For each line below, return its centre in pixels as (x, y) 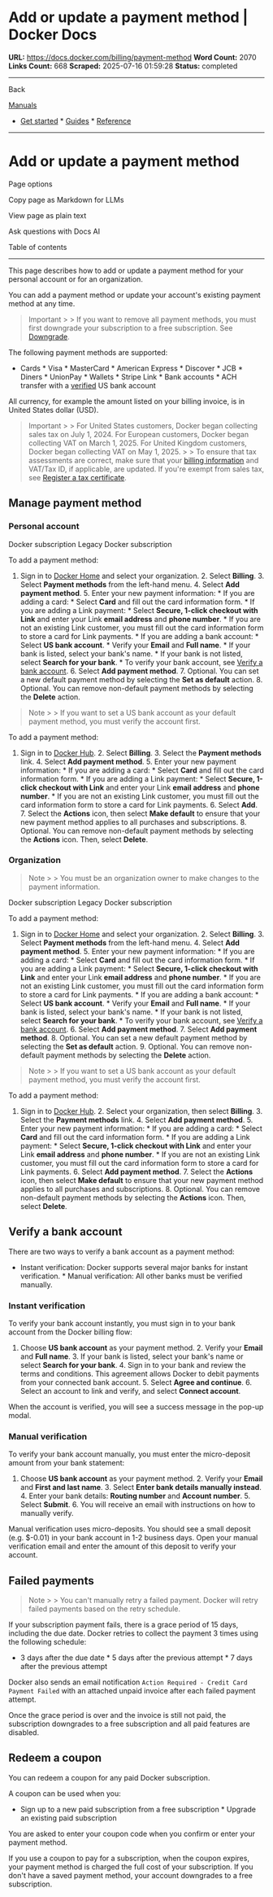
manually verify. (47, 1514)
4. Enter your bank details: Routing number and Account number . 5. (135, 1496)
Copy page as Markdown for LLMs (66, 199)
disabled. (24, 1733)
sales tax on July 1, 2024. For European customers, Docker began (139, 434)
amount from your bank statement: (67, 1463)
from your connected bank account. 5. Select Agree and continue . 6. (136, 1382)
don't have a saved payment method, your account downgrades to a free (131, 1875)
